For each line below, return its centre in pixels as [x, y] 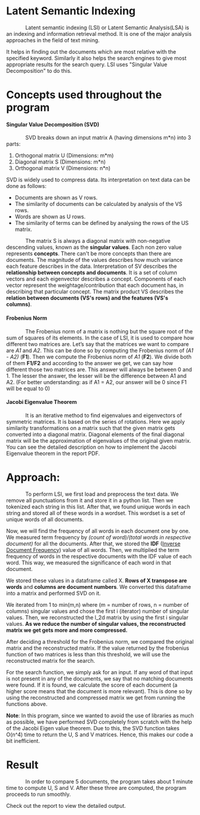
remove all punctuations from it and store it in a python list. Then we [90, 500]
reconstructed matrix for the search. [51, 660]
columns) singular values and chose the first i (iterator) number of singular [98, 611]
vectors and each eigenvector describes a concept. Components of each [96, 279]
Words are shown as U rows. [50, 217]
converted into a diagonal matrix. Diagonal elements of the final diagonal [96, 434]
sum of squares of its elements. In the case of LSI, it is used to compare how [100, 338]
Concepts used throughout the [84, 95]
